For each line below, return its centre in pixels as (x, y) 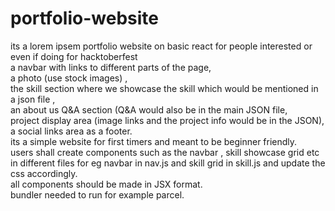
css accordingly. (44, 173)
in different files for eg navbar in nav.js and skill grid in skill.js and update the (168, 163)
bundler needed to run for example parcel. (97, 194)
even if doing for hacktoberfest (74, 56)
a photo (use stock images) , (69, 78)
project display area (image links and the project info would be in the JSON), (167, 120)
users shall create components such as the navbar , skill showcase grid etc (165, 152)
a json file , (33, 99)
